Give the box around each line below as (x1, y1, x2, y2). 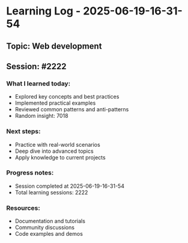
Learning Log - (6, 4, 81, 18)
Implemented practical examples (14, 99, 96, 106)
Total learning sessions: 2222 (14, 188, 88, 196)
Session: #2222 (6, 61, 67, 72)
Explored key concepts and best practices (14, 93, 120, 100)
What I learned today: (6, 79, 71, 88)
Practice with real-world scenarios (14, 141, 100, 148)
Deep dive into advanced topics (14, 147, 94, 155)
